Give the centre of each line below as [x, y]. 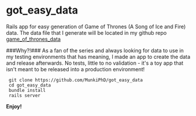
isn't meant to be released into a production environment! [75, 69]
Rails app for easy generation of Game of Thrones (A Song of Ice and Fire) [96, 26]
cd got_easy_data [30, 85]
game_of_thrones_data [33, 39]
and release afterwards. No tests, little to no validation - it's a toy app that [95, 63]
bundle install [27, 90]
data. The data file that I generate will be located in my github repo [87, 32]
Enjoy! [14, 106]
